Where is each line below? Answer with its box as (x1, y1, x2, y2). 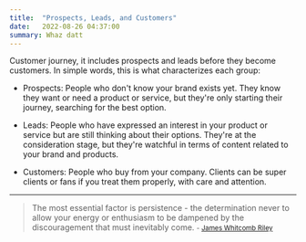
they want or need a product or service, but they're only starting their (22, 92, 283, 103)
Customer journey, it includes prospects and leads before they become (9, 56, 276, 67)
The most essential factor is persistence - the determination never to (31, 203, 290, 214)
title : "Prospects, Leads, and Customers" (9, 13, 178, 23)
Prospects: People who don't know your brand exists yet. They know (22, 83, 280, 94)
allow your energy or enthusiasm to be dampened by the (31, 212, 244, 224)
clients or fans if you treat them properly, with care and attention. (22, 176, 267, 187)
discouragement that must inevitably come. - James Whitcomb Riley (31, 222, 273, 233)
